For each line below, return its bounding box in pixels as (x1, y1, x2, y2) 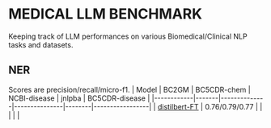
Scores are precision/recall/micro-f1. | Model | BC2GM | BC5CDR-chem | (8, 85, 251, 94)
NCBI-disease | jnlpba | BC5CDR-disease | (8, 93, 150, 103)
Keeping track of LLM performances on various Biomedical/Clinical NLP (8, 31, 248, 41)
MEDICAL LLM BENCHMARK (8, 5, 202, 23)
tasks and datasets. (8, 39, 74, 49)
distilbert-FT (157, 101, 200, 111)
